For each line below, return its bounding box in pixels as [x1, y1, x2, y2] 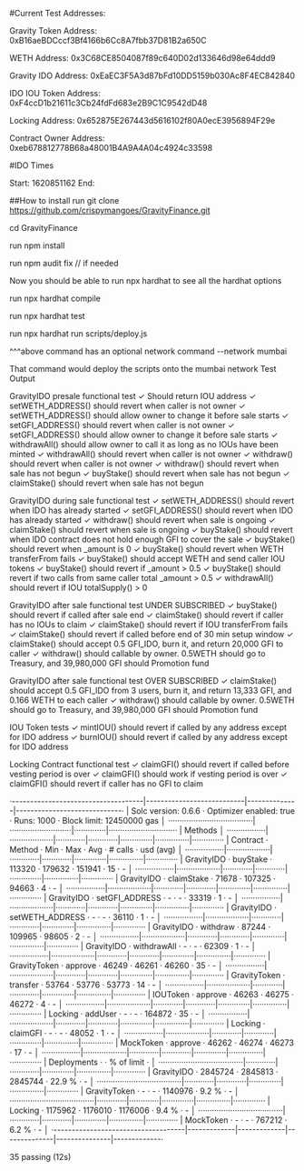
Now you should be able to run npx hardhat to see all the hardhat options [9, 275, 282, 285]
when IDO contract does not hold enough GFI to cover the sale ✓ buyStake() [9, 534, 296, 545]
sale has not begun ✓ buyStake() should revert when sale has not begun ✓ [9, 468, 290, 478]
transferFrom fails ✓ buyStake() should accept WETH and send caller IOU [9, 554, 286, 564]
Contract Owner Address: [9, 133, 105, 144]
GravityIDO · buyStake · [184, 854, 273, 865]
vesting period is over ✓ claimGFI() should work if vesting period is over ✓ [9, 768, 288, 779]
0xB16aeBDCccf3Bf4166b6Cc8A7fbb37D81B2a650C [9, 35, 207, 45]
